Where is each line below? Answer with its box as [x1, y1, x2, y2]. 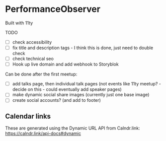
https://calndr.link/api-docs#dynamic [5, 131, 81, 137]
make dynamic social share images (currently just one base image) [12, 92, 150, 98]
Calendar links [5, 112, 51, 120]
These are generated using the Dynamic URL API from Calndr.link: [5, 125, 140, 131]
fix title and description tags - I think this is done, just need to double [12, 45, 153, 51]
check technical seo [12, 56, 54, 62]
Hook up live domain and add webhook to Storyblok [12, 61, 119, 68]
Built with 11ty [5, 20, 33, 26]
